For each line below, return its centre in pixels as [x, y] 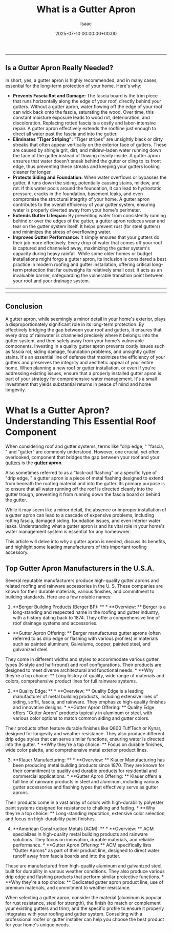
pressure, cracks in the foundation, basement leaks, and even [78, 194]
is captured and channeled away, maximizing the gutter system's [81, 248]
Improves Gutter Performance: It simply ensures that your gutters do [86, 237]
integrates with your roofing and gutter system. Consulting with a [74, 914]
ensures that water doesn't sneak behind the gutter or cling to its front [87, 161]
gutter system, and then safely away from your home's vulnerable [75, 340]
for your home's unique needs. [38, 925]
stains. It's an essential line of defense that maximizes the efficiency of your [85, 357]
